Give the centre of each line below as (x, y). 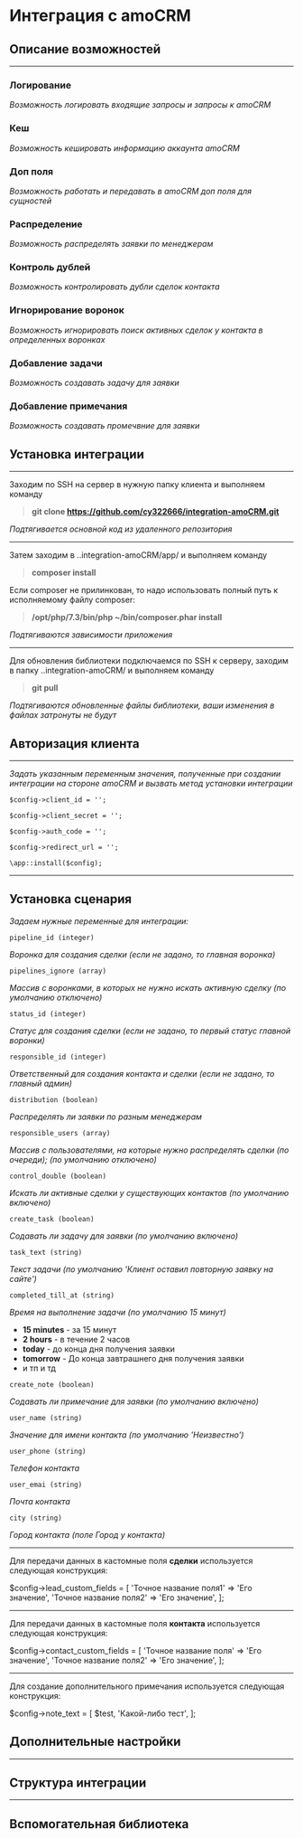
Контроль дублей (50, 268)
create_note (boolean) (52, 1384)
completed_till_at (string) (62, 1295)
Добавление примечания (69, 406)
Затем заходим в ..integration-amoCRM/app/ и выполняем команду (138, 555)
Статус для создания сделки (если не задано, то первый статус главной (150, 1031)
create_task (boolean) (52, 1219)
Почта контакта (40, 1501)
